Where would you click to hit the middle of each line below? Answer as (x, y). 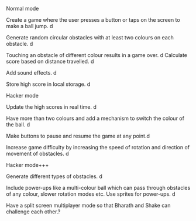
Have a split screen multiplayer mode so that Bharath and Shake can (88, 205)
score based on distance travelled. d (50, 61)
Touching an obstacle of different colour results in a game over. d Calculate (97, 55)
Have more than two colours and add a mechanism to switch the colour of (95, 118)
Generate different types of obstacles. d (54, 176)
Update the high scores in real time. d (51, 107)
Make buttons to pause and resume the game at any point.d (78, 136)
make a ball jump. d (30, 26)
